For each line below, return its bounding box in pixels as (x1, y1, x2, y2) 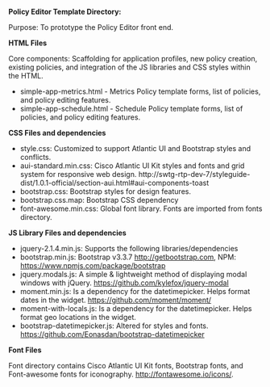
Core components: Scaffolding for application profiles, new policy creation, (8, 54, 258, 63)
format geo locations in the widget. (19, 313, 137, 322)
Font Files (8, 345, 42, 355)
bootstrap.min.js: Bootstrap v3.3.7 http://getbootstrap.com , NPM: (19, 252, 236, 262)
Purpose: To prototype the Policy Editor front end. (8, 23, 174, 32)
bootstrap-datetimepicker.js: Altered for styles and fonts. (19, 321, 209, 330)
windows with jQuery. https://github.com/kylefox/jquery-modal (19, 278, 230, 288)
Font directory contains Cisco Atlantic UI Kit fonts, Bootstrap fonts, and (8, 361, 243, 370)
